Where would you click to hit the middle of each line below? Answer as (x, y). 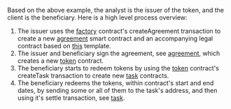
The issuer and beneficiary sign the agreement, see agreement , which (119, 53)
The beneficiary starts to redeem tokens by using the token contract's (118, 68)
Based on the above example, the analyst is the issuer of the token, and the (116, 10)
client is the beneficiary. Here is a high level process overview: (97, 17)
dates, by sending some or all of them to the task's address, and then (117, 90)
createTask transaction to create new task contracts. (93, 75)
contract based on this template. (64, 46)
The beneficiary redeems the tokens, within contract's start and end (115, 83)
